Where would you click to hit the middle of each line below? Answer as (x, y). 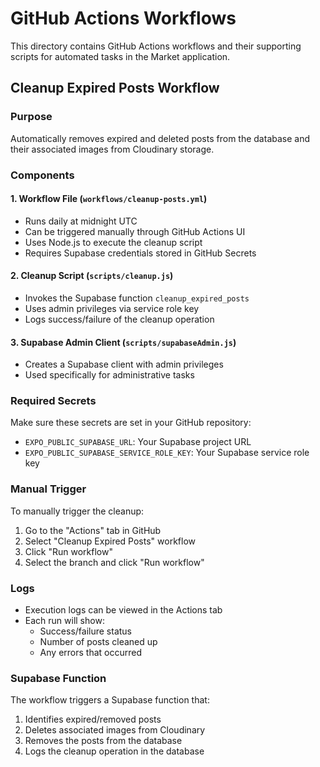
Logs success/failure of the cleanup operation (119, 319)
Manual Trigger (48, 489)
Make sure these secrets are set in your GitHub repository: (131, 423)
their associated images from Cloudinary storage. (112, 149)
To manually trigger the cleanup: (77, 511)
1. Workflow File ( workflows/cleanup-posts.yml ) (109, 199)
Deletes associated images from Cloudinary (115, 730)
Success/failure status (86, 631)
